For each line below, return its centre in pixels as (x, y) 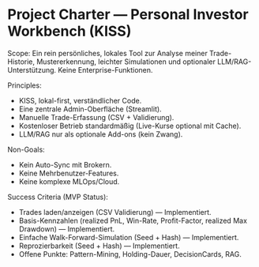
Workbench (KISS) (69, 31)
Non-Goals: (26, 149)
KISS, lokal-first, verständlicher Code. (80, 100)
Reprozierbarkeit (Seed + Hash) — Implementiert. (99, 246)
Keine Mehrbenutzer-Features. (69, 173)
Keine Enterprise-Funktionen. (105, 70)
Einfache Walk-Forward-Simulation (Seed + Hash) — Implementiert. (129, 237)
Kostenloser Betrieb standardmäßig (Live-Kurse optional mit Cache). (130, 126)
